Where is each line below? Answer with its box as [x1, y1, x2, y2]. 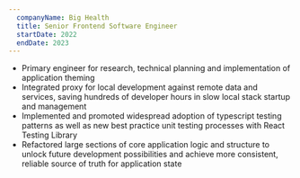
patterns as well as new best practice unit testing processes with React [21, 120, 285, 131]
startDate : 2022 [16, 30, 77, 39]
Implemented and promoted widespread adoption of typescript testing [21, 111, 282, 121]
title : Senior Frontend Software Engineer [16, 22, 178, 31]
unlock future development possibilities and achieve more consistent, [21, 149, 279, 160]
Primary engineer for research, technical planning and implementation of [21, 63, 291, 74]
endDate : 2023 [16, 38, 69, 48]
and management [21, 101, 87, 112]
